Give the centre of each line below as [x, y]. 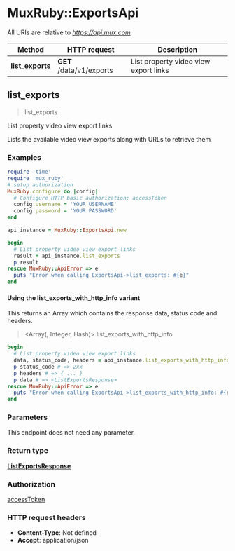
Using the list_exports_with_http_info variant [74, 298]
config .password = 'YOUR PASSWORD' [65, 211]
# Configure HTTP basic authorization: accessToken [91, 198]
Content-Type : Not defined [57, 533]
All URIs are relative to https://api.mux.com [69, 32]
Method [30, 49]
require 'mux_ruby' [36, 178]
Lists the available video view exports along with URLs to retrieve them [109, 139]
